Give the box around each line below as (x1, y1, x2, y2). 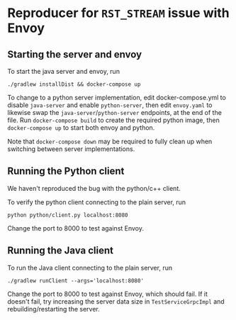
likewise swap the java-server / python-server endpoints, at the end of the (7, 109, 222, 116)
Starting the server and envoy (7, 48, 142, 60)
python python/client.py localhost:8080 (7, 211, 129, 219)
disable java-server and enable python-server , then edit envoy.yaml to (7, 101, 213, 109)
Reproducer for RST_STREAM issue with (7, 5, 230, 21)
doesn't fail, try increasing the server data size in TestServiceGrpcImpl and (7, 297, 225, 306)
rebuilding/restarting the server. (7, 304, 101, 313)
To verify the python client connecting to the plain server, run (7, 197, 186, 206)
